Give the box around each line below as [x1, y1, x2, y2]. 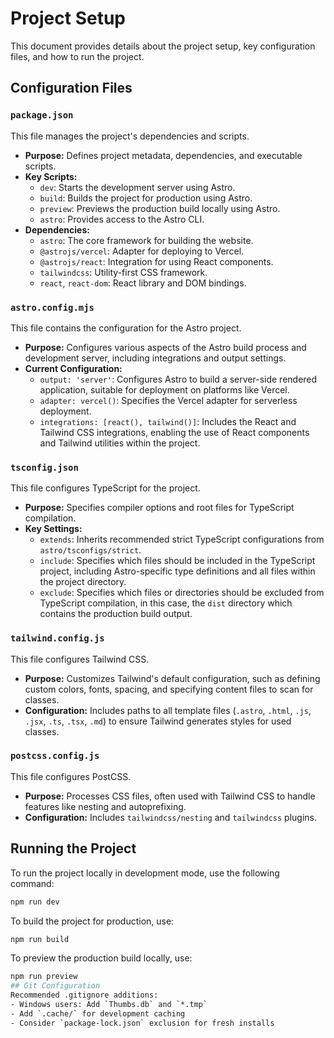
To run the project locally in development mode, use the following [10, 867, 280, 879]
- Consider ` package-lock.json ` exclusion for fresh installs [10, 1018, 275, 1028]
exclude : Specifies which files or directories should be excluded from [39, 587, 325, 599]
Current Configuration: [24, 362, 123, 374]
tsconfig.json [10, 462, 79, 473]
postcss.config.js [10, 750, 100, 762]
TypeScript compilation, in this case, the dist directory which [39, 597, 293, 609]
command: [10, 877, 55, 889]
